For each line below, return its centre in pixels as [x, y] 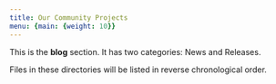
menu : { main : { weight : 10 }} [63, 26]
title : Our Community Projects [69, 18]
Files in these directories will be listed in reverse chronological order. [138, 70]
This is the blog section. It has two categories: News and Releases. [135, 51]
